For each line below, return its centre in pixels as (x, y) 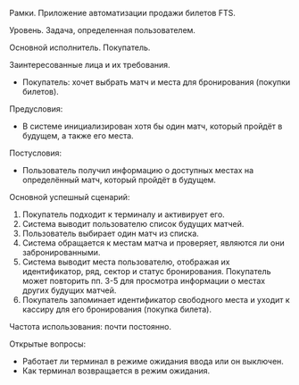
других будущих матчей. (69, 290)
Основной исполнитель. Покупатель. (80, 47)
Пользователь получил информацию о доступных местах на (138, 170)
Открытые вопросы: (48, 344)
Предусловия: (36, 109)
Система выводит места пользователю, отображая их (126, 262)
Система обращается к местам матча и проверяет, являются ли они (153, 243)
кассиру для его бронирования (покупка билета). (117, 309)
